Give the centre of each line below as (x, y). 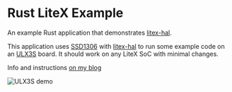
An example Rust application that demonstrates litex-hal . (89, 33)
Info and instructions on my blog (54, 67)
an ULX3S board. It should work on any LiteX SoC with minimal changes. (113, 54)
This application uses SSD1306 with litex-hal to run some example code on (116, 46)
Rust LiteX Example (65, 13)
